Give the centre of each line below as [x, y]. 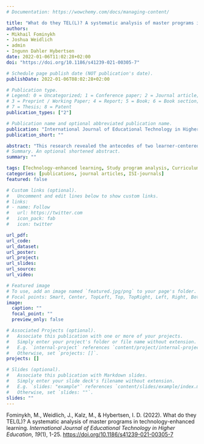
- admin [16, 46]
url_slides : [21, 264]
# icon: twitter [29, 224]
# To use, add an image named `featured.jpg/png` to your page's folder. [102, 291]
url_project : [23, 258]
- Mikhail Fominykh [31, 34]
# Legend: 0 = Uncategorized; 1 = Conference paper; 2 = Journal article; [103, 96]
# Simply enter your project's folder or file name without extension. [102, 342]
